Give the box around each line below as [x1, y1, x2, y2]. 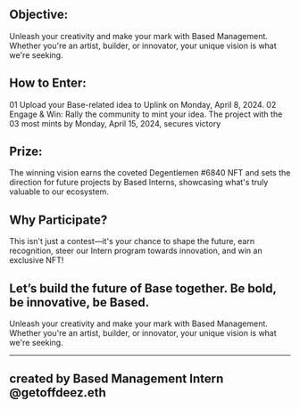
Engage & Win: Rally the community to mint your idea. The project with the [9, 109, 283, 119]
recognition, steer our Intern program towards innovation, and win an [9, 245, 262, 257]
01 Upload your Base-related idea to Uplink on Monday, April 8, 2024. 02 [9, 99, 277, 110]
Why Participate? [9, 212, 108, 227]
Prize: [9, 144, 43, 160]
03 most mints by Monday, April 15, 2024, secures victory [9, 118, 221, 128]
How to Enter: [9, 76, 87, 91]
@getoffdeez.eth [9, 385, 107, 400]
